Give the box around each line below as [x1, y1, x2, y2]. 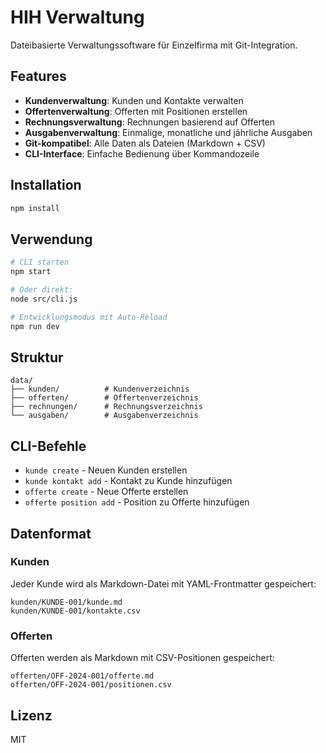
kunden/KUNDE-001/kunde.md [10, 597, 123, 607]
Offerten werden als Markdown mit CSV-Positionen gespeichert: [10, 652, 275, 664]
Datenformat [10, 525, 92, 542]
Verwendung [10, 231, 93, 248]
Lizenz [10, 707, 53, 724]
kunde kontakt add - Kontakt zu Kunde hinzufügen [24, 475, 233, 487]
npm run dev [10, 321, 60, 331]
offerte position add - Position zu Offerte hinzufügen [24, 496, 250, 508]
